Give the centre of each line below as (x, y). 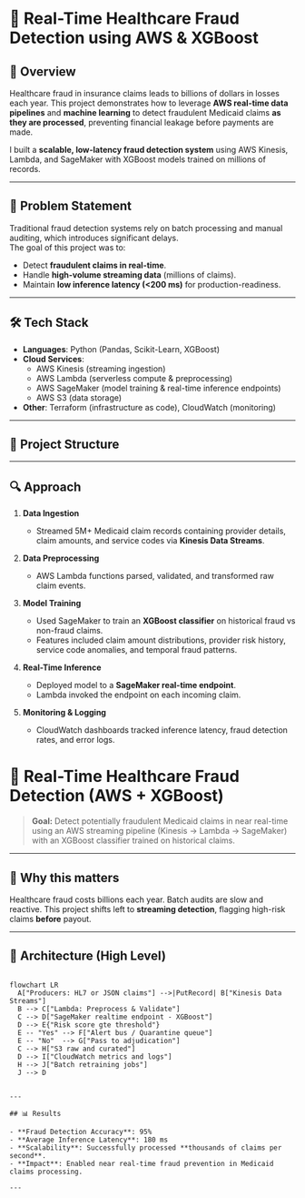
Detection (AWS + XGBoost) (117, 796)
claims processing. (46, 1172)
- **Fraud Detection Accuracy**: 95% (81, 1132)
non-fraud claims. (69, 631)
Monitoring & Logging (64, 713)
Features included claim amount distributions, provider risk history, (161, 640)
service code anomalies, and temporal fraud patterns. (137, 650)
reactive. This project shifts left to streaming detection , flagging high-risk (148, 909)
